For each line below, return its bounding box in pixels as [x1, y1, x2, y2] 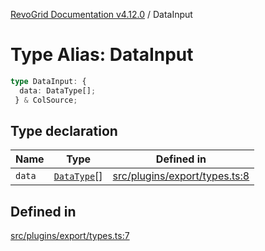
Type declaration [10, 122, 118, 139]
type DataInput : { [10, 76, 87, 86]
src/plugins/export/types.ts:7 [10, 230, 130, 242]
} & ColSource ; [14, 95, 78, 105]
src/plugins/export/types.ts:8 [112, 169, 250, 183]
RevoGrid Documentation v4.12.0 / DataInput [10, 9, 193, 20]
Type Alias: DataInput [10, 44, 194, 66]
